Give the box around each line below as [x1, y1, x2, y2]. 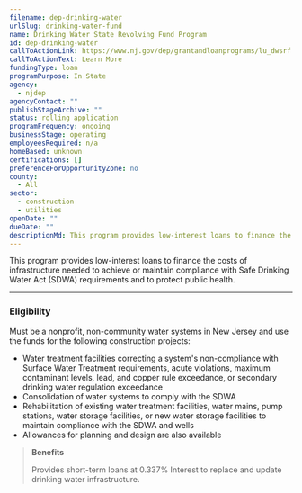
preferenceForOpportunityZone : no [9, 164, 139, 173]
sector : [9, 189, 39, 198]
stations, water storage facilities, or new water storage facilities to [22, 410, 267, 421]
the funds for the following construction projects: [9, 335, 191, 346]
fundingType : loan [9, 64, 78, 73]
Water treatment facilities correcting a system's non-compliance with [22, 353, 279, 363]
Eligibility [9, 305, 51, 318]
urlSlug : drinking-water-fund [9, 22, 123, 31]
